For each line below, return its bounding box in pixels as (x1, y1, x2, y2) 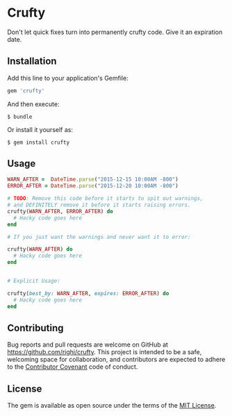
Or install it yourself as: (7, 125, 73, 133)
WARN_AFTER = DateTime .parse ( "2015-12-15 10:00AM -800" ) (7, 176, 179, 183)
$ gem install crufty (7, 139, 70, 146)
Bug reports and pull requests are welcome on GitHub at (7, 340, 169, 349)
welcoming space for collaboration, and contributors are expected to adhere (7, 356, 226, 364)
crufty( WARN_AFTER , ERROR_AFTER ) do (7, 208, 113, 215)
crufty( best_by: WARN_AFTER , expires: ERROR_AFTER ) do (7, 290, 169, 297)
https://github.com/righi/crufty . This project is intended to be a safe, (7, 348, 202, 356)
